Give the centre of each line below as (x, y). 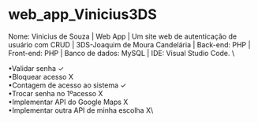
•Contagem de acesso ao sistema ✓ (67, 85)
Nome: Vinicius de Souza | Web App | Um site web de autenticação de (123, 36)
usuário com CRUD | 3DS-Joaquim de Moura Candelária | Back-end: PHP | (129, 44)
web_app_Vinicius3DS (83, 15)
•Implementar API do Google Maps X (68, 102)
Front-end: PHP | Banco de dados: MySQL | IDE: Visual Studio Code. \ (122, 53)
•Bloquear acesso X (41, 76)
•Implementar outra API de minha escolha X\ (81, 110)
